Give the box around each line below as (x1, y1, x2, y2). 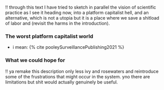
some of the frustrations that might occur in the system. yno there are (5, 73, 150, 79)
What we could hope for (5, 57, 66, 64)
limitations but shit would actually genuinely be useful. (5, 79, 118, 85)
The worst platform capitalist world (5, 33, 93, 40)
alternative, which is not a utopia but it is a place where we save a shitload (5, 15, 159, 21)
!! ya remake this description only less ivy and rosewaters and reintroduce (5, 68, 159, 74)
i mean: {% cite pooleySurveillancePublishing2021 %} (12, 44, 125, 50)
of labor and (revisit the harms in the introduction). (5, 20, 110, 26)
